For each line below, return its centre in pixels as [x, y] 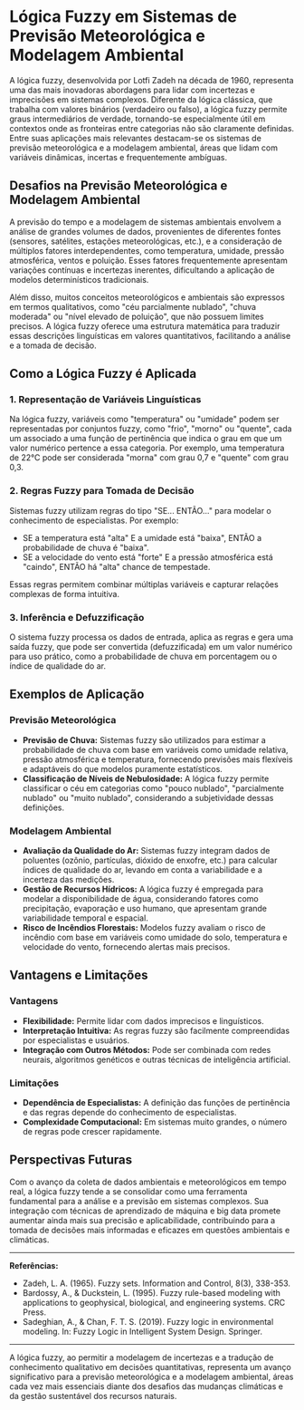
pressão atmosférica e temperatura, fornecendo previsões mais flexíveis [157, 759]
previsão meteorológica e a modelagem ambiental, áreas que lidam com [144, 148]
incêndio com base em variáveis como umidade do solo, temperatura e [155, 937]
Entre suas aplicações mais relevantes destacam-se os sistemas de [136, 138]
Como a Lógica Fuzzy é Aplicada [103, 374]
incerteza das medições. [68, 880]
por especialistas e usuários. [76, 1040]
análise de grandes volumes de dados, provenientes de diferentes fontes [145, 231]
